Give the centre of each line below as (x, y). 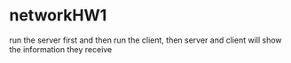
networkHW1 (58, 16)
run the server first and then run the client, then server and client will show (145, 40)
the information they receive (61, 49)
